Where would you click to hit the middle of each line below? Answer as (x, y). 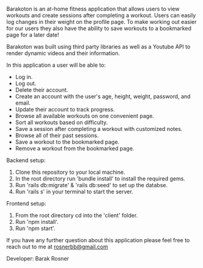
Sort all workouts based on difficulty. (61, 122)
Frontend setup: (26, 203)
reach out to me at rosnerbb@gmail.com (57, 247)
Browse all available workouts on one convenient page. (85, 116)
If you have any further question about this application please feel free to (98, 240)
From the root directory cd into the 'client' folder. (76, 215)
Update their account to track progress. (65, 109)
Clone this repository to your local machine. (70, 172)
